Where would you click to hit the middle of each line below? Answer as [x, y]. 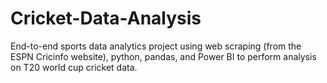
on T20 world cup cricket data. [74, 67]
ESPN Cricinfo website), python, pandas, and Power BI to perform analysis [163, 56]
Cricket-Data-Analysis [106, 18]
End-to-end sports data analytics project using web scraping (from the [156, 46]
